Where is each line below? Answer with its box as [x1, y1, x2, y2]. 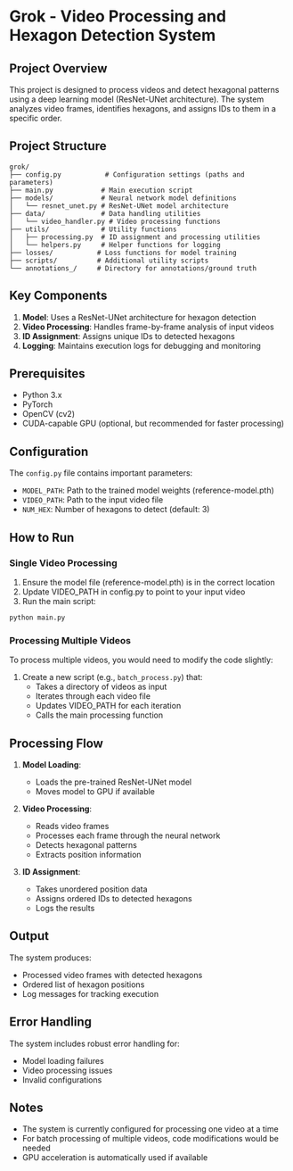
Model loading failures [21, 1055, 104, 1066]
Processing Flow [9, 735, 104, 751]
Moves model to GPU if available [35, 785, 156, 796]
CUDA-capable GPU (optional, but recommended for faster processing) [21, 418, 285, 429]
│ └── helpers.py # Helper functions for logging [9, 240, 221, 249]
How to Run [9, 529, 75, 545]
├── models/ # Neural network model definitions [9, 194, 238, 203]
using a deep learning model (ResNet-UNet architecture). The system [9, 94, 265, 104]
